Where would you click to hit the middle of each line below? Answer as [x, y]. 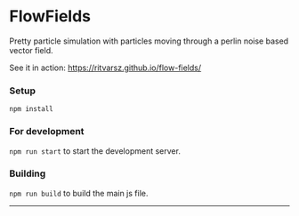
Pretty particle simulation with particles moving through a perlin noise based [149, 41]
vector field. [31, 50]
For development [47, 132]
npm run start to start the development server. [95, 151]
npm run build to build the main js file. [79, 193]
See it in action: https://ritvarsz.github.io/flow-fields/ [105, 68]
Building [28, 173]
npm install [31, 109]
